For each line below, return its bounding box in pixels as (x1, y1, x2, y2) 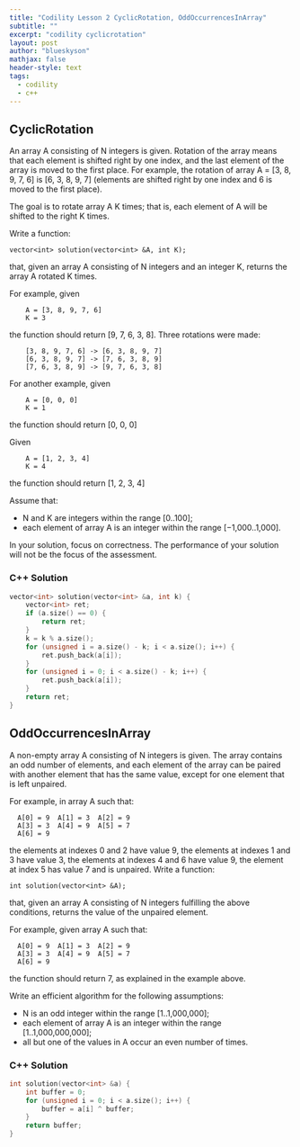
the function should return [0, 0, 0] (9, 419, 137, 430)
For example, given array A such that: (9, 924, 148, 935)
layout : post (9, 38, 58, 48)
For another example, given (9, 379, 110, 390)
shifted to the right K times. (9, 211, 110, 221)
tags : (9, 72, 30, 81)
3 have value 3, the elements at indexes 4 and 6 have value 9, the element (9, 854, 284, 865)
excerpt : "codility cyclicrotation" (9, 30, 146, 39)
